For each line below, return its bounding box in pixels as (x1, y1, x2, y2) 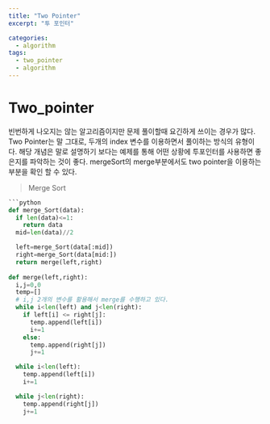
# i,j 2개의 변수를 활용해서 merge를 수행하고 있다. (15, 296, 169, 304)
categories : (8, 34, 48, 42)
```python (8, 199, 42, 207)
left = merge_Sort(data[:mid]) (15, 243, 114, 251)
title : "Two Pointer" (8, 11, 81, 20)
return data (23, 221, 63, 229)
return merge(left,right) (15, 258, 103, 267)
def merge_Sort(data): (8, 206, 85, 214)
